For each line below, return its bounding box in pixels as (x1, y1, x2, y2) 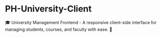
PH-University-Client (5, 3, 92, 14)
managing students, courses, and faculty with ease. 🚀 (5, 26, 113, 32)
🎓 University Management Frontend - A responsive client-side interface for (5, 19, 157, 25)
